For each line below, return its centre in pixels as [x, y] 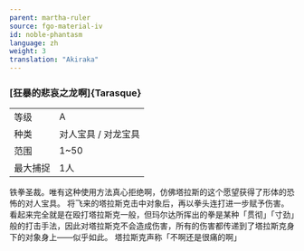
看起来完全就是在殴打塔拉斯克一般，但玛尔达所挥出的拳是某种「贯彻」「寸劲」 [152, 215]
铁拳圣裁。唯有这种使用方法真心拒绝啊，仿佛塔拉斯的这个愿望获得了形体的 [148, 192]
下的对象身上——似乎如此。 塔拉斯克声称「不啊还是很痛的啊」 [125, 237]
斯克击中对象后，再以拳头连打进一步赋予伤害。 [202, 203]
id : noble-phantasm [46, 34]
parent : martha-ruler [50, 18]
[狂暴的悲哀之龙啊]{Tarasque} [76, 93]
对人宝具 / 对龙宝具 [100, 135]
